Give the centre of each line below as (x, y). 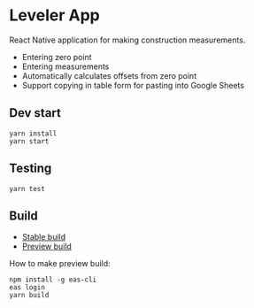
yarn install (33, 134)
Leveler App (54, 15)
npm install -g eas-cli (53, 280)
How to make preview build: (60, 264)
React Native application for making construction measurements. (127, 40)
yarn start (29, 141)
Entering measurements (65, 66)
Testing (31, 169)
